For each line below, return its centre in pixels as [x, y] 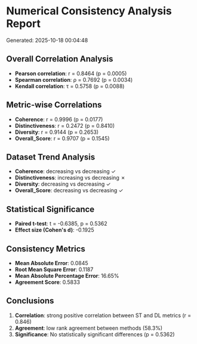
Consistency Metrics [46, 249]
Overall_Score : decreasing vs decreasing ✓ [69, 191]
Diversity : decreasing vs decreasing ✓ [63, 184]
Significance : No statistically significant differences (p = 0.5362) [95, 334]
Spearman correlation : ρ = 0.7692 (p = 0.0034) [74, 79]
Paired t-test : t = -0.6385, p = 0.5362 [61, 224]
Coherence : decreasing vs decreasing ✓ [65, 171]
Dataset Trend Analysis [51, 157]
